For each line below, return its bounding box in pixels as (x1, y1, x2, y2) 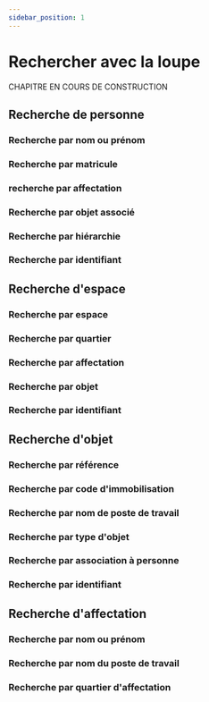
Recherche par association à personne (8, 554, 180, 567)
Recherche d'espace (8, 281, 126, 296)
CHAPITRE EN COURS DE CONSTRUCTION (8, 81, 169, 92)
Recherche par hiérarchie (8, 230, 121, 242)
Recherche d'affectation (8, 605, 147, 622)
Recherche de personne (8, 106, 145, 122)
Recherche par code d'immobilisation (8, 482, 175, 495)
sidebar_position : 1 (8, 13, 86, 22)
